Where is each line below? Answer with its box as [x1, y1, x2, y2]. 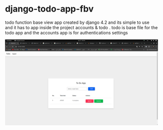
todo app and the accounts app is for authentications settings [5, 30, 128, 35]
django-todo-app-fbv [5, 3, 94, 15]
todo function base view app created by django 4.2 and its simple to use [5, 19, 149, 25]
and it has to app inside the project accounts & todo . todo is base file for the [5, 24, 158, 30]
